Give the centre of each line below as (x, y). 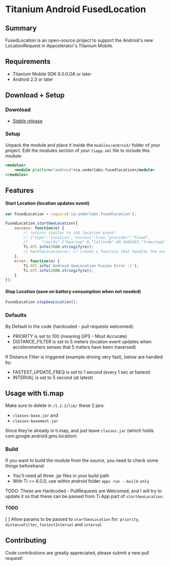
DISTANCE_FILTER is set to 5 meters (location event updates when (82, 341)
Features (19, 190)
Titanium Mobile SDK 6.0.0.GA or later (52, 74)
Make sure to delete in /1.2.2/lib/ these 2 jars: (55, 405)
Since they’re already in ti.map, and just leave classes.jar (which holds (80, 431)
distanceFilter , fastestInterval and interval (54, 524)
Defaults (16, 315)
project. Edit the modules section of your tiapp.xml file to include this (78, 150)
